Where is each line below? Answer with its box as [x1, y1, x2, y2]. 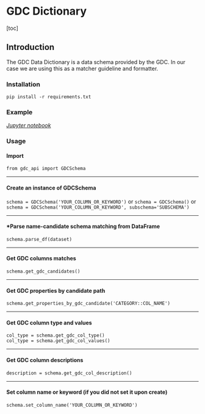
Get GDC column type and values [6, 319, 93, 326]
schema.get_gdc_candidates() [6, 268, 81, 275]
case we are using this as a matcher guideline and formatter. [6, 65, 159, 72]
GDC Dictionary [6, 4, 87, 18]
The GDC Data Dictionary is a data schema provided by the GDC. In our [6, 58, 186, 65]
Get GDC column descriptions [6, 357, 84, 364]
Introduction [6, 42, 55, 52]
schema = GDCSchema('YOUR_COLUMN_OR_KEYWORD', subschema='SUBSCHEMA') [6, 204, 190, 210]
